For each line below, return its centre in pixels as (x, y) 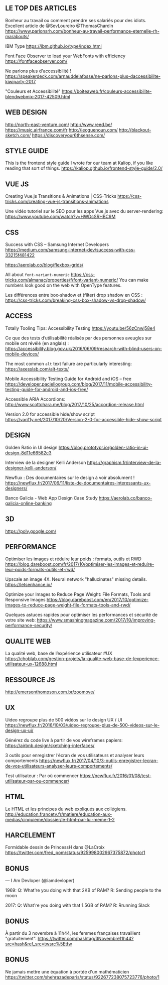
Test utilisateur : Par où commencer (42, 776)
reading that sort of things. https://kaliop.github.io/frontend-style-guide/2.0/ (84, 168)
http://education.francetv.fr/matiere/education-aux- (59, 814)
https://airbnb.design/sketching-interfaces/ (50, 746)
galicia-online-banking (29, 503)
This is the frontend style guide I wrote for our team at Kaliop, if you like (79, 163)
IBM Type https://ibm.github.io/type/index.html (53, 46)
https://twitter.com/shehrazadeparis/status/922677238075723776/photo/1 (82, 977)
